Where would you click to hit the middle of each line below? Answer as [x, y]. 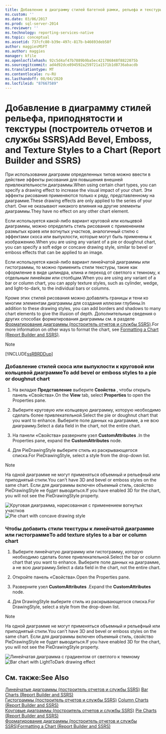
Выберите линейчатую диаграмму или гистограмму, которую [78, 552]
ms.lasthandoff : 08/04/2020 [34, 79]
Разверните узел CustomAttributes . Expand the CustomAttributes [82, 587]
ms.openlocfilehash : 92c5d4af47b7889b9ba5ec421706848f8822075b [72, 60]
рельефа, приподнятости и [64, 118]
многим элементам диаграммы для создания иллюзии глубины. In [75, 303]
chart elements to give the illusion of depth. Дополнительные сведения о [81, 314]
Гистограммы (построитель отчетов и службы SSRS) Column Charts [77, 700]
